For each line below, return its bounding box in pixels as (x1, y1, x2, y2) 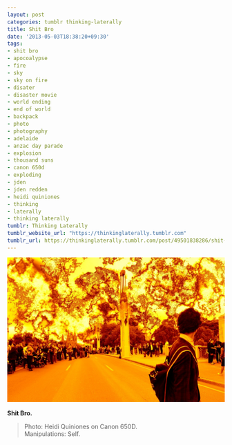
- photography (7, 128, 48, 135)
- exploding (7, 171, 41, 179)
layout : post (7, 11, 45, 18)
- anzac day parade (7, 142, 64, 149)
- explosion (7, 149, 41, 157)
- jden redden (7, 186, 48, 193)
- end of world (7, 106, 51, 113)
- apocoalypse (7, 55, 48, 62)
